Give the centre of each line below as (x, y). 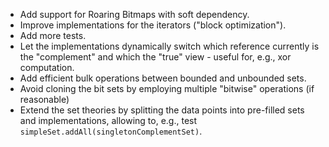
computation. (47, 67)
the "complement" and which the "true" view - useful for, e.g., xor (155, 57)
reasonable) (44, 99)
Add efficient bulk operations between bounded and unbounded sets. (163, 78)
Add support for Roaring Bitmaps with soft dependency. (134, 14)
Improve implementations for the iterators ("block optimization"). (153, 25)
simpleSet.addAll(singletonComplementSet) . (111, 131)
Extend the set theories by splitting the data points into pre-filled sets (162, 110)
